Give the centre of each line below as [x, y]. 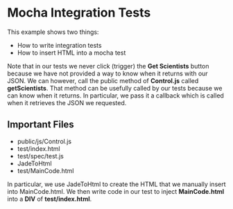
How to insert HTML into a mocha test [71, 53]
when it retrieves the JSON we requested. [67, 102]
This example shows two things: [53, 32]
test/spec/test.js [40, 156]
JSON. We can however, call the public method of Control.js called [103, 80]
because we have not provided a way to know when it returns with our [107, 73]
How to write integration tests [59, 45]
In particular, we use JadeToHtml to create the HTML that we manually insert [117, 184]
